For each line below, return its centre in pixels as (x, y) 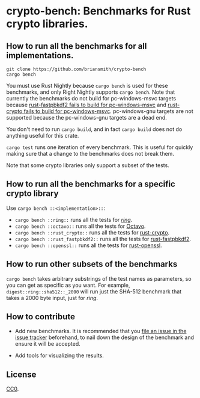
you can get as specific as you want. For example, (68, 285)
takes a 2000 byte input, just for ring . (52, 298)
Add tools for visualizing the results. (59, 355)
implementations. (40, 55)
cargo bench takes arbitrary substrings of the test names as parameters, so (99, 278)
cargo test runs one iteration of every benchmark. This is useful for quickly (100, 147)
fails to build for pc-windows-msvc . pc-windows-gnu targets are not (108, 111)
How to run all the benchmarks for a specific (91, 184)
